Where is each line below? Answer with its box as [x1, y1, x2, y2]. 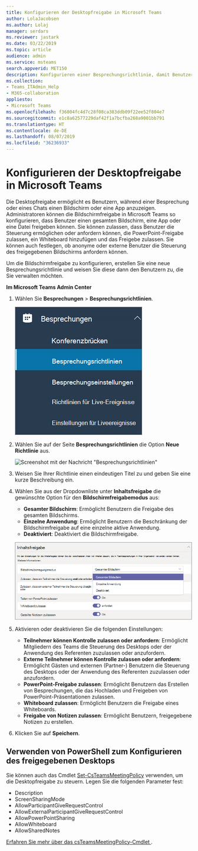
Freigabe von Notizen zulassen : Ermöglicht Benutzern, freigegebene [23, 712, 192, 719]
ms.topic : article [6, 47, 51, 53]
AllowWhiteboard [14, 820, 57, 827]
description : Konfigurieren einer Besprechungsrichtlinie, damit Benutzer [6, 71, 194, 78]
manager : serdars [6, 28, 49, 34]
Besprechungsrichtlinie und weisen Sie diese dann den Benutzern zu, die [6, 266, 184, 273]
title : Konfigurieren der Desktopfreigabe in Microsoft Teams [6, 9, 162, 15]
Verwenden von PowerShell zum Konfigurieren [6, 747, 182, 757]
